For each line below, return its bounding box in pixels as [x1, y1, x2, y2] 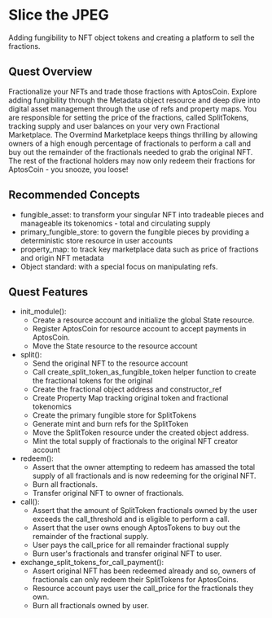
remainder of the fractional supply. [32, 532, 149, 541]
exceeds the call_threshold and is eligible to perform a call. [32, 515, 230, 524]
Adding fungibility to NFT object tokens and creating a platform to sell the [8, 33, 255, 42]
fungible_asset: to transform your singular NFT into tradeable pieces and [20, 209, 265, 219]
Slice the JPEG [8, 6, 109, 24]
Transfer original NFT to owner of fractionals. [32, 489, 185, 498]
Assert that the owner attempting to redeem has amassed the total [32, 462, 255, 472]
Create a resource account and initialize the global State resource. [32, 315, 255, 325]
